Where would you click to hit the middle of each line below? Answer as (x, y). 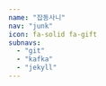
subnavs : (25, 43)
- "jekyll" (37, 68)
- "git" (31, 51)
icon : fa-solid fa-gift (53, 34)
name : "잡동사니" (37, 17)
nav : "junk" (31, 26)
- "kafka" (35, 59)
